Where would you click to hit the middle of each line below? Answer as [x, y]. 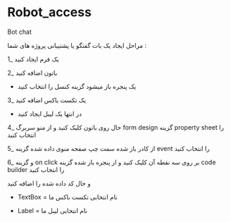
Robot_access [49, 12]
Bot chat [19, 32]
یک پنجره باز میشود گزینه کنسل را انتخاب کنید [77, 86]
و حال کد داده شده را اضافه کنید [49, 183]
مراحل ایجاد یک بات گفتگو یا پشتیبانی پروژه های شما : [77, 45]
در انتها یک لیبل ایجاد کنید [50, 113]
